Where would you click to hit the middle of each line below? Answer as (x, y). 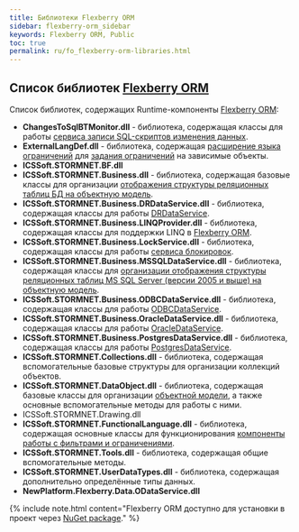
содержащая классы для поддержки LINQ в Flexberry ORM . (137, 232)
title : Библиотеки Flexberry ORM (72, 18)
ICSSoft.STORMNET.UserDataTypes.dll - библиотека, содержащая (150, 472)
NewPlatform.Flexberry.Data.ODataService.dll (111, 491)
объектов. (41, 376)
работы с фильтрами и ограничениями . (99, 443)
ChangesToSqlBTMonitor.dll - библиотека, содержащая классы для (153, 126)
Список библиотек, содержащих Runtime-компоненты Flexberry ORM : (144, 109)
